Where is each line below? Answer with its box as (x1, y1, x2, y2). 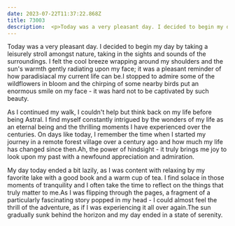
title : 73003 (7, 17, 45, 24)
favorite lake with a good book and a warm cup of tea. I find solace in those (7, 174, 225, 182)
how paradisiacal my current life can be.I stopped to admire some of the (7, 72, 215, 80)
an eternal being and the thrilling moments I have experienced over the (7, 123, 211, 132)
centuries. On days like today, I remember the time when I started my (7, 130, 206, 139)
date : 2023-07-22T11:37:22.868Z (7, 10, 101, 17)
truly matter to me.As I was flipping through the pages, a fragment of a (7, 188, 211, 197)
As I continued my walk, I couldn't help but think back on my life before (7, 108, 212, 116)
